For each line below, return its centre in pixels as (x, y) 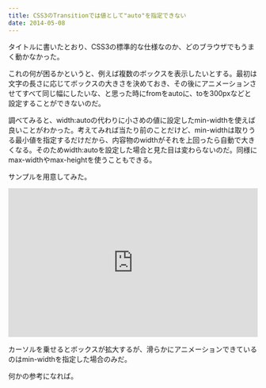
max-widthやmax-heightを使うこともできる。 (82, 159)
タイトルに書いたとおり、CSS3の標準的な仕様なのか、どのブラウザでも (125, 46)
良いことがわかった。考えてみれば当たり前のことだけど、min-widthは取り (129, 130)
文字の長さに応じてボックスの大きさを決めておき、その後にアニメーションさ (133, 83)
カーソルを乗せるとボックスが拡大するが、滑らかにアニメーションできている (133, 349)
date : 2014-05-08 (37, 23)
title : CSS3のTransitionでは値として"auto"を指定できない (97, 15)
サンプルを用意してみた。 (50, 176)
